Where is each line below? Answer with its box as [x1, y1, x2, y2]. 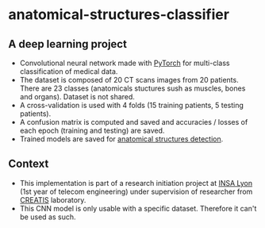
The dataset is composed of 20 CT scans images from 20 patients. [19, 75, 240, 84]
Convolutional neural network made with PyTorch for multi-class [19, 58, 230, 68]
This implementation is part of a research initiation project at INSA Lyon [19, 178, 253, 187]
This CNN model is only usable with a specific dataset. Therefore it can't [19, 203, 257, 213]
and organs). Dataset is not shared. [19, 92, 135, 101]
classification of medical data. [19, 67, 118, 76]
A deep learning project [8, 37, 127, 51]
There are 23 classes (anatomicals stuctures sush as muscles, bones [19, 83, 246, 93]
